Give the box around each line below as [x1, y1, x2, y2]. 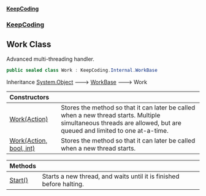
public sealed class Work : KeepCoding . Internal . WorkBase [6, 68, 158, 74]
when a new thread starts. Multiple [61, 111, 161, 120]
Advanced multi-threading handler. [6, 55, 95, 63]
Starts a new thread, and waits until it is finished [42, 172, 180, 181]
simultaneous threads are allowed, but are [61, 119, 182, 127]
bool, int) [9, 144, 36, 153]
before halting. [42, 180, 84, 189]
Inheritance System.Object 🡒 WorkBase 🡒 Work [6, 79, 147, 86]
